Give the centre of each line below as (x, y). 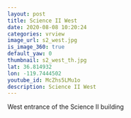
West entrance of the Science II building (65, 107)
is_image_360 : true (36, 47)
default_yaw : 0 (30, 54)
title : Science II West (42, 21)
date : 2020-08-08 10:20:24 (47, 27)
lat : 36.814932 (30, 67)
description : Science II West (52, 87)
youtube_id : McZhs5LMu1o (44, 80)
